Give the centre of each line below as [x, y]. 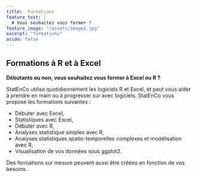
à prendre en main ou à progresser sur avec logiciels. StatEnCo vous [90, 95]
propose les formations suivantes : [49, 102]
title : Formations [30, 12]
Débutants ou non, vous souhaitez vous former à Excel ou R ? [83, 77]
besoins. [17, 169]
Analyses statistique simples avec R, [59, 132]
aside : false [22, 39]
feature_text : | [26, 17]
